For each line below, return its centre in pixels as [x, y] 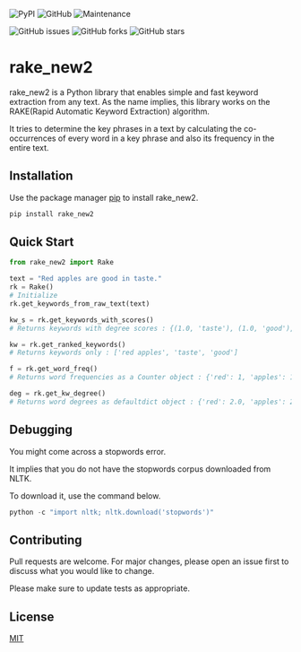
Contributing [46, 539]
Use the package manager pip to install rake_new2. [104, 197]
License [32, 617]
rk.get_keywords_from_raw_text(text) [80, 304]
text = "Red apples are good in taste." [86, 279]
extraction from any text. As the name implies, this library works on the [140, 101]
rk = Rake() [31, 287]
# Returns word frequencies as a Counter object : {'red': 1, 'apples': [148, 378]
